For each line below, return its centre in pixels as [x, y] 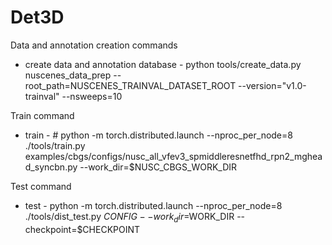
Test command [41, 186]
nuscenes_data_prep [68, 75]
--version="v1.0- [272, 85]
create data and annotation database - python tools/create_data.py [163, 64]
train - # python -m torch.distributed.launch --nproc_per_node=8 [158, 135]
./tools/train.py [55, 145]
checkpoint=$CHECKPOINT [82, 229]
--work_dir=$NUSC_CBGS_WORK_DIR [158, 167]
